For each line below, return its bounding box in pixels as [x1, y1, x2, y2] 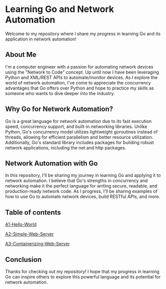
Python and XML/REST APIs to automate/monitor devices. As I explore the [5, 74, 158, 80]
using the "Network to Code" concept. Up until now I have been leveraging [5, 69, 159, 75]
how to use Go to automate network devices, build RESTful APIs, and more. [5, 193, 160, 199]
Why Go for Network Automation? [5, 105, 113, 113]
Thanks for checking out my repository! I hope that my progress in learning [5, 268, 160, 274]
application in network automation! [5, 36, 76, 42]
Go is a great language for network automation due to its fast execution [5, 118, 152, 124]
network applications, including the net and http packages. [5, 144, 126, 150]
